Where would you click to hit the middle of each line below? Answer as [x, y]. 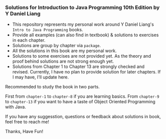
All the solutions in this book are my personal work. [64, 51]
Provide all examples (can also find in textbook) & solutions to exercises [85, 35]
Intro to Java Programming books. [48, 30]
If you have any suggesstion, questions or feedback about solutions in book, [83, 117]
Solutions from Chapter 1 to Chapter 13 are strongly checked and [78, 67]
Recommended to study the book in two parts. [53, 87]
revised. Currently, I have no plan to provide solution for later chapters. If [86, 72]
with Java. [16, 107]
